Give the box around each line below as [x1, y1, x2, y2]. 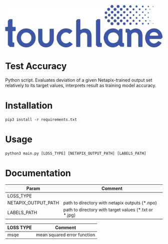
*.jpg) [63, 212, 76, 218]
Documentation [5, 168, 71, 179]
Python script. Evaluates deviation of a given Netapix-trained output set [5, 77, 152, 83]
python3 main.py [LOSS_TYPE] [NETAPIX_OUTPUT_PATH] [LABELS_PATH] [5, 151, 146, 156]
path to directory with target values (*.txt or [63, 207, 153, 213]
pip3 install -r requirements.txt [5, 117, 77, 122]
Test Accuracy [5, 61, 67, 72]
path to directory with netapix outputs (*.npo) [63, 199, 157, 205]
